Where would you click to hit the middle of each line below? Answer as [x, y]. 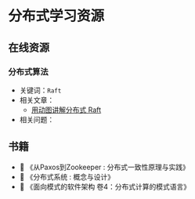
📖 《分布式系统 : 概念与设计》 [67, 176]
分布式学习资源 [56, 16]
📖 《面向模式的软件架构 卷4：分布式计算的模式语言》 [105, 186]
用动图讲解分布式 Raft [66, 110]
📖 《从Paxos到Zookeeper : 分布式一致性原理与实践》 [105, 167]
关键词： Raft [40, 90]
